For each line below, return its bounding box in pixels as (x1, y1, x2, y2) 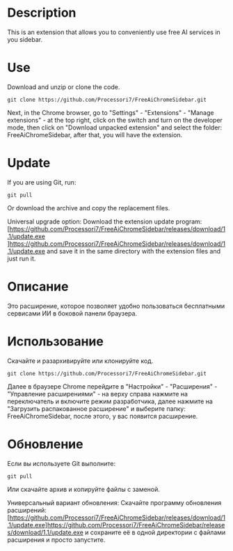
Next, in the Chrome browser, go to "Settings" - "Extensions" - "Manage (7, 108, 214, 116)
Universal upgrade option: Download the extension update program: (7, 217, 202, 226)
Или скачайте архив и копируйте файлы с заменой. (7, 485, 160, 493)
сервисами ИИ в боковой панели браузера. (7, 309, 138, 318)
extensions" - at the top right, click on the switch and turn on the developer (7, 116, 223, 124)
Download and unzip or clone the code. (7, 82, 120, 91)
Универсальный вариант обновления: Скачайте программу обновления (7, 498, 222, 506)
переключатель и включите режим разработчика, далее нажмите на (7, 397, 214, 405)
